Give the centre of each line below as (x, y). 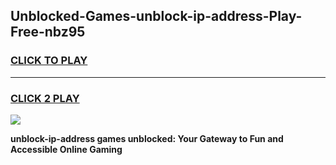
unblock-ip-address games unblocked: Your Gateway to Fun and (147, 138)
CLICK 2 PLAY (45, 98)
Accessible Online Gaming (66, 149)
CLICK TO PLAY (49, 61)
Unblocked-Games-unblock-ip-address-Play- (156, 16)
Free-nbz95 (48, 32)
